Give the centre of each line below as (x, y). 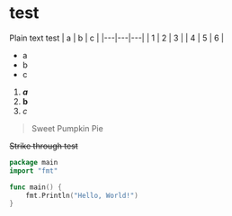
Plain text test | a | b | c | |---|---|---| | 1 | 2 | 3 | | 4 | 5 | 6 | (117, 38)
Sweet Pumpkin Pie (67, 128)
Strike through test (44, 146)
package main (34, 162)
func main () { (36, 187)
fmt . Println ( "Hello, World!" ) (82, 195)
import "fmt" (34, 171)
